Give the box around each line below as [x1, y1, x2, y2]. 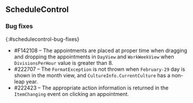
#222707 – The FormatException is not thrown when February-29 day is [13, 66, 185, 73]
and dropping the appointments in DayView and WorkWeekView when [13, 53, 174, 60]
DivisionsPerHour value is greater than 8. [13, 59, 114, 66]
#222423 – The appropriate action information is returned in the [13, 84, 169, 91]
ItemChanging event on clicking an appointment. [13, 90, 130, 97]
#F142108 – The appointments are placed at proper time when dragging [13, 47, 188, 54]
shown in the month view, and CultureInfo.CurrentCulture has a [13, 71, 171, 78]
